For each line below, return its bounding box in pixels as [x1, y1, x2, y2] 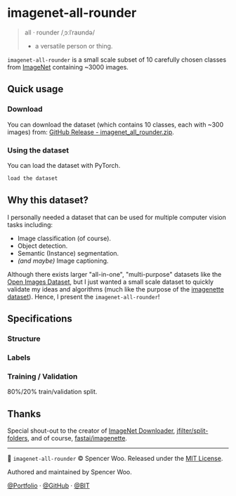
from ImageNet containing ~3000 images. [7, 63, 129, 71]
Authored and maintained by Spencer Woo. [7, 467, 132, 476]
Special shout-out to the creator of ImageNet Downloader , [7, 426, 176, 435]
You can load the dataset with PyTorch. [7, 161, 121, 169]
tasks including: [7, 220, 53, 229]
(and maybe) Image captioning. [17, 256, 109, 265]
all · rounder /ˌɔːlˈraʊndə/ [24, 28, 96, 37]
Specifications [7, 313, 72, 325]
